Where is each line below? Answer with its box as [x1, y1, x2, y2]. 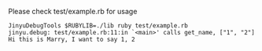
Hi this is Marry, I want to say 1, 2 [8, 35, 135, 43]
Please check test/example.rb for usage [8, 7, 138, 16]
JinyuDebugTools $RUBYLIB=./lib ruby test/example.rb [8, 22, 189, 30]
